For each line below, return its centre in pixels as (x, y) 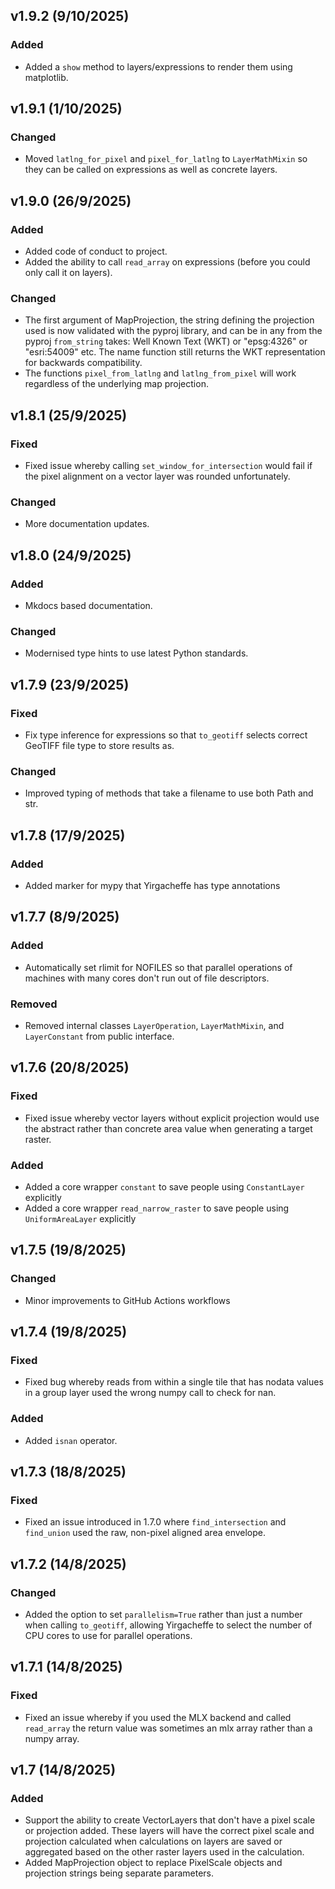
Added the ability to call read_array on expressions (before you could (167, 262)
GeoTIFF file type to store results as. (99, 746)
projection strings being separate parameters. (119, 1873)
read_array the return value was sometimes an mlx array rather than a (168, 1728)
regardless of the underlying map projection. (116, 384)
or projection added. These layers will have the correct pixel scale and (169, 1831)
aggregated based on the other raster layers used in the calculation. (164, 1852)
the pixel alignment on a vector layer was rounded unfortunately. (157, 476)
